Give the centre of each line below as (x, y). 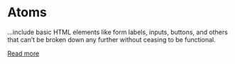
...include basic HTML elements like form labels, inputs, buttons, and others (118, 32)
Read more (23, 53)
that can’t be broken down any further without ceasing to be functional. (112, 39)
